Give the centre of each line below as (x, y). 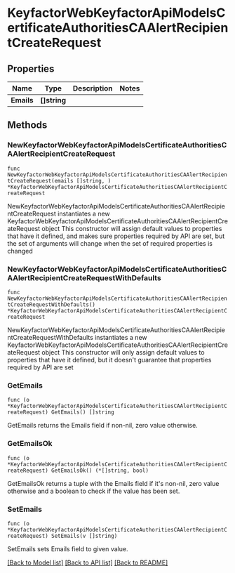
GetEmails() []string (83, 412)
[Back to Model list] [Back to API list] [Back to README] (88, 562)
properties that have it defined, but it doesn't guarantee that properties (109, 360)
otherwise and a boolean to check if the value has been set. (94, 491)
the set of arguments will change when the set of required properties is (110, 243)
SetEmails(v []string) (85, 536)
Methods (27, 125)
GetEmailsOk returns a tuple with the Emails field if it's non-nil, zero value (113, 483)
